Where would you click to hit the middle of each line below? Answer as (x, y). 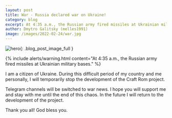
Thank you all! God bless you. (37, 110)
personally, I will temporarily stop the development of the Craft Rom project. (85, 79)
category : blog (21, 19)
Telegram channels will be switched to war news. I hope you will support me (86, 89)
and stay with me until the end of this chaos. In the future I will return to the (84, 95)
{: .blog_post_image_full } (47, 48)
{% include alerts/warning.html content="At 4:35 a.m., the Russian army (81, 58)
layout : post (19, 10)
